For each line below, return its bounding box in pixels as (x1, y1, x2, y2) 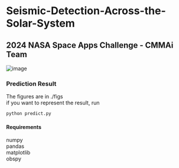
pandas (6, 143, 25, 150)
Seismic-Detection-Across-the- (6, 4, 167, 18)
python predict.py (6, 111, 51, 117)
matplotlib (6, 149, 31, 156)
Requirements (6, 123, 42, 130)
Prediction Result (6, 80, 57, 88)
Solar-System (6, 17, 75, 30)
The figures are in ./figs (6, 93, 63, 100)
